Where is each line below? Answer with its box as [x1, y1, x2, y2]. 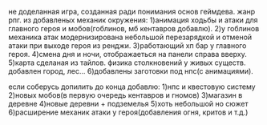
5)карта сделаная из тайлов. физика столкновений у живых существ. [8, 58, 246, 67]
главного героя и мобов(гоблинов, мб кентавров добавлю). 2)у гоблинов [8, 24, 260, 33]
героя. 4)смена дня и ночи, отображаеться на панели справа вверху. [8, 50, 247, 58]
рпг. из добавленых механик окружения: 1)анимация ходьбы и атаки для [8, 15, 258, 25]
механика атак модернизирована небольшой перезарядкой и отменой [8, 32, 253, 42]
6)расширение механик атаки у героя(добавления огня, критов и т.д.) [8, 107, 249, 117]
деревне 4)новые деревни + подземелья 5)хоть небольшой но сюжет [8, 99, 249, 108]
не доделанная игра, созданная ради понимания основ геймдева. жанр [8, 7, 256, 16]
